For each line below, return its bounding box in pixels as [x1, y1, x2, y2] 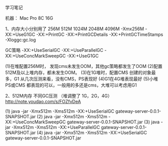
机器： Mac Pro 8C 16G [5, 15, 54, 21]
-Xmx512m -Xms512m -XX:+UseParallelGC [12, 124, 100, 130]
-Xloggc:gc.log [5, 37, 36, 43]
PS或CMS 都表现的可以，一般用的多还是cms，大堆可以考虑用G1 [5, 82, 137, 88]
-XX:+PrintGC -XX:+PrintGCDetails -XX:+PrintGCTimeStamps [36, 32, 163, 37]
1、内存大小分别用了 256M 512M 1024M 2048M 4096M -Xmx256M [5, 26, 144, 32]
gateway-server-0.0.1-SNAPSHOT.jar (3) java [67, 119, 160, 125]
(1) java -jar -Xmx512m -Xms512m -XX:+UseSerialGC [5, 108, 114, 114]
